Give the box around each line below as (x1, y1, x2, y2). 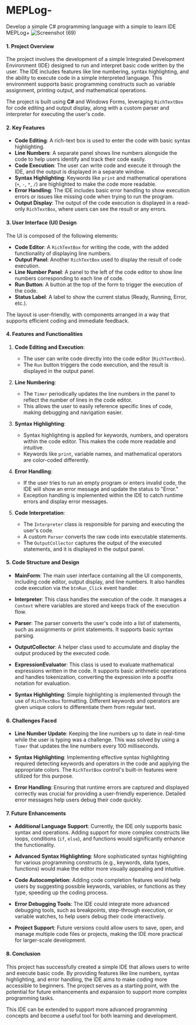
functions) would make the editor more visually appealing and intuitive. (14, 866, 185, 873)
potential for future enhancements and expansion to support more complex (6, 988, 187, 995)
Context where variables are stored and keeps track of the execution (14, 602, 180, 609)
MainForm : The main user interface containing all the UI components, (14, 572, 183, 579)
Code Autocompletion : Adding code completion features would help (14, 877, 181, 884)
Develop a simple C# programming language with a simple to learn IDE (6, 23, 177, 30)
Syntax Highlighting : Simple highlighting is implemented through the (14, 691, 181, 698)
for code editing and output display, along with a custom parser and (6, 104, 170, 111)
